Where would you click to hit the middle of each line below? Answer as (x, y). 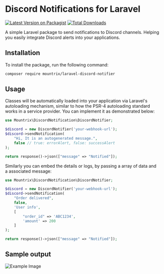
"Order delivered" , (34, 198)
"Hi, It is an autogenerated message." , (56, 139)
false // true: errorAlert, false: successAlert (65, 143)
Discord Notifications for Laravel (73, 9)
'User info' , (27, 207)
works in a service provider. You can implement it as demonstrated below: (80, 111)
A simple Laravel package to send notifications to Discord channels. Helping (82, 32)
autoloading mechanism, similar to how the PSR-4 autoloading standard (78, 106)
